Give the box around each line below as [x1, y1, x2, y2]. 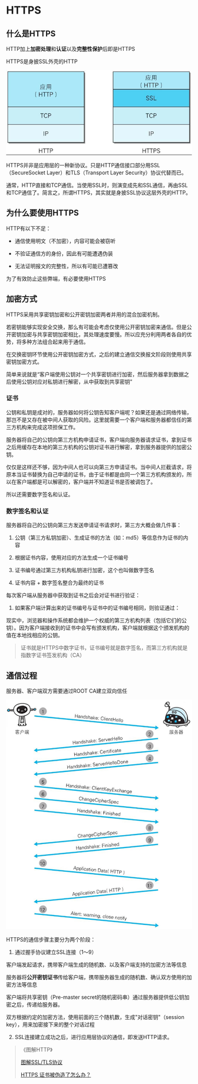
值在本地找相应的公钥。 [6, 632, 63, 639]
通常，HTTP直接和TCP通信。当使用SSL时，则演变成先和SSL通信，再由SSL [6, 181, 188, 189]
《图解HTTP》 [20, 1046, 53, 1053]
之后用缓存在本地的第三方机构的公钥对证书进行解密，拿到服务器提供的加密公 [6, 443, 192, 450]
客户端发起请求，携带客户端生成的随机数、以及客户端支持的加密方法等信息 [6, 961, 187, 968]
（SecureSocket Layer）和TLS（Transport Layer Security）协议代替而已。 [6, 169, 187, 176]
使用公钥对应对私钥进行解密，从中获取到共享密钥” [11, 378, 133, 385]
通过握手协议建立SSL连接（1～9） [14, 948, 97, 955]
